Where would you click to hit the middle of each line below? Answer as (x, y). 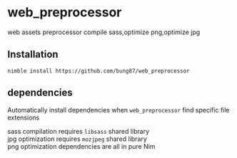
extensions (24, 117)
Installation (33, 54)
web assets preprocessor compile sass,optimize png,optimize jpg (104, 32)
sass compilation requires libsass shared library (79, 131)
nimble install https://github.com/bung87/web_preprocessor (99, 71)
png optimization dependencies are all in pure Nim (81, 146)
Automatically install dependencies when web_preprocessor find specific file (118, 110)
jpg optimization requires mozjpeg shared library (77, 139)
